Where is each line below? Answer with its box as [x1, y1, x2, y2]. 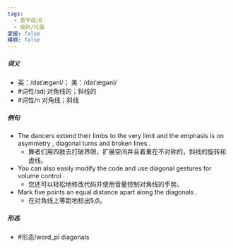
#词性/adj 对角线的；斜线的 [17, 87, 97, 96]
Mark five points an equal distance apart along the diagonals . [17, 188, 198, 197]
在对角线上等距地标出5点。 [28, 197, 107, 205]
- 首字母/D [13, 17, 42, 24]
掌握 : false [7, 30, 40, 37]
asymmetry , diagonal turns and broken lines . [17, 139, 151, 148]
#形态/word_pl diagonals [17, 233, 90, 242]
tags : [7, 10, 23, 18]
